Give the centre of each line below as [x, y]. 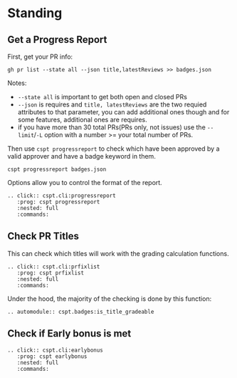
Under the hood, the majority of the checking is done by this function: [110, 299]
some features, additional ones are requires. [82, 120]
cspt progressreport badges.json [57, 169]
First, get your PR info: [40, 56]
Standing [35, 13]
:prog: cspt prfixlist [50, 273]
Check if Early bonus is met [69, 334]
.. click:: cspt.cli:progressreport [62, 196]
